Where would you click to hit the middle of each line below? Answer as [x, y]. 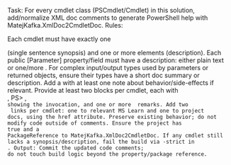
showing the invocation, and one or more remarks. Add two [98, 105]
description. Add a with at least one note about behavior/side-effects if [111, 83]
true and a [23, 130]
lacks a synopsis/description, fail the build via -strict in [101, 142]
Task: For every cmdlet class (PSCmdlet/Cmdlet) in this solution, [101, 10]
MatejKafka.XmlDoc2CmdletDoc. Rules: [65, 25]
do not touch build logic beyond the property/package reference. [107, 154]
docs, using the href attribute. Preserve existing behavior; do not [112, 117]
